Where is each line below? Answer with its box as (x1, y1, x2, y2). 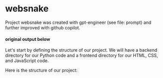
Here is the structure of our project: (5, 68, 78, 74)
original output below (5, 36, 51, 42)
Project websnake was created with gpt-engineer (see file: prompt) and (5, 19, 152, 25)
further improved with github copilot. (5, 24, 81, 30)
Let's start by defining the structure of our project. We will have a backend (5, 47, 158, 53)
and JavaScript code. (5, 58, 49, 64)
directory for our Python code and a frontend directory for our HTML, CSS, (5, 53, 158, 59)
